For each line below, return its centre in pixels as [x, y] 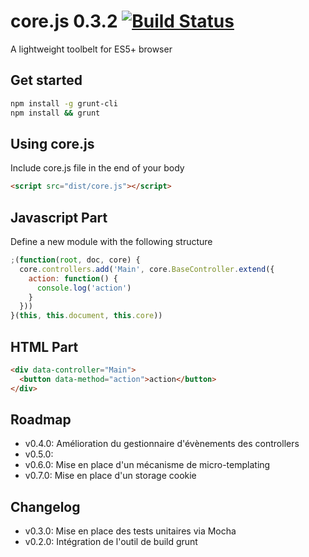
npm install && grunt [55, 113]
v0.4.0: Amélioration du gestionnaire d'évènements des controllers [162, 444]
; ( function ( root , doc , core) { [75, 260]
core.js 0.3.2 [64, 21]
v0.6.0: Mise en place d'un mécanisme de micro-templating [147, 465]
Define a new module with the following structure [111, 241]
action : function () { [73, 278]
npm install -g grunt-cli [64, 103]
